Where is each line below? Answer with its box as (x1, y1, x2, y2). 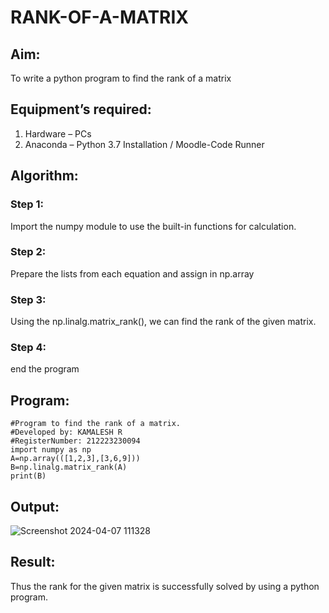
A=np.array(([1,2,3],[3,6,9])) (10, 454, 141, 464)
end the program (10, 363, 80, 375)
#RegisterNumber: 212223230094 (10, 436, 141, 446)
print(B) (10, 471, 47, 481)
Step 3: (10, 292, 47, 306)
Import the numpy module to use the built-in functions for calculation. (10, 220, 297, 232)
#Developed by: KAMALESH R (10, 427, 123, 438)
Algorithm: (10, 167, 79, 185)
